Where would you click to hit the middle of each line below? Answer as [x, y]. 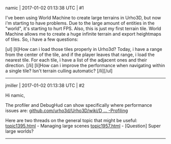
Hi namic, [15, 95]
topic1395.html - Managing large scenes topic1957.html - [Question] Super [83, 126]
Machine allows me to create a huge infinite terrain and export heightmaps [83, 34]
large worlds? [20, 131]
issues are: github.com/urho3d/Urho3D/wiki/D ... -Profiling [67, 110]
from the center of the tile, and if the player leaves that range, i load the [80, 54]
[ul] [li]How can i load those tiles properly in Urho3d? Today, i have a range [84, 49]
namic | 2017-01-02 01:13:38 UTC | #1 [45, 8]
